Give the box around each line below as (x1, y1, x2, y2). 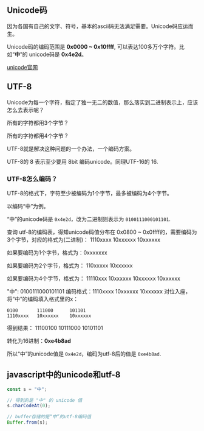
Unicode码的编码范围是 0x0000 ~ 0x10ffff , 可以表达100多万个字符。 (7, 43, 180, 50)
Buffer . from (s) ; (7, 419, 48, 426)
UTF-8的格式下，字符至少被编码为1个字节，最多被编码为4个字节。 (7, 189, 172, 197)
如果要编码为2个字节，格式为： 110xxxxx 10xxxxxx (7, 262, 133, 269)
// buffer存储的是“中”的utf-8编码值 (7, 414, 92, 420)
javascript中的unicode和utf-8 (7, 370, 121, 380)
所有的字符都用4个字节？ (7, 132, 69, 139)
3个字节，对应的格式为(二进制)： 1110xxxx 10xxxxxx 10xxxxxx (7, 236, 160, 243)
